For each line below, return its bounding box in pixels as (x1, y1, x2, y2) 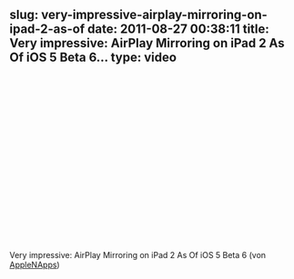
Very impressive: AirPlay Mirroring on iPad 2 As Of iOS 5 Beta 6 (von (9, 249, 267, 260)
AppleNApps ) (9, 259, 61, 270)
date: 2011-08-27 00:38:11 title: (86, 22, 270, 37)
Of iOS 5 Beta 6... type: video (9, 50, 177, 65)
